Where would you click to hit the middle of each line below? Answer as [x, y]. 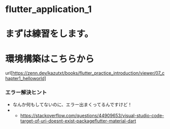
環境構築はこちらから [50, 59]
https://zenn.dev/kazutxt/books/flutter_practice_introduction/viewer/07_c [89, 73]
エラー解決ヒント [26, 93]
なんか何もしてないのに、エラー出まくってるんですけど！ [72, 104]
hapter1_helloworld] [26, 79]
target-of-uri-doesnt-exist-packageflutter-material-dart [78, 121]
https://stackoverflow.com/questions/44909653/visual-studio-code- [92, 115]
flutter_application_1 [49, 9]
